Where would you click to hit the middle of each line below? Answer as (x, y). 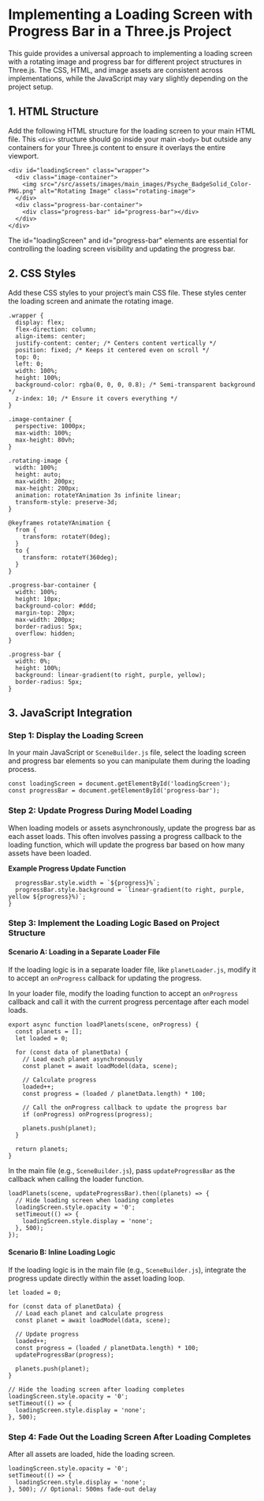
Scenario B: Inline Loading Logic (62, 1252)
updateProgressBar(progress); (65, 1355)
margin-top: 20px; (46, 613)
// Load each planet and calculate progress (89, 1313)
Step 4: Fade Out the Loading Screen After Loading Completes (130, 1437)
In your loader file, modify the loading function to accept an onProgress (123, 993)
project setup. (31, 87)
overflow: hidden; (46, 634)
